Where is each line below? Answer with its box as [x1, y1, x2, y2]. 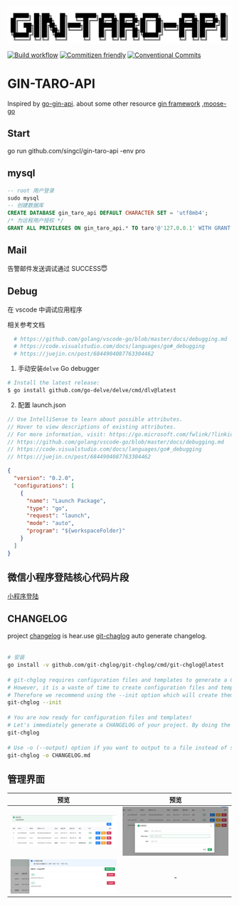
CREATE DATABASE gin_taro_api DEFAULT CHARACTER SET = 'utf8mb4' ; [7, 210, 208, 217]
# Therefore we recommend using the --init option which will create [7, 691, 218, 699]
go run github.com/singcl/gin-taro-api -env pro [7, 146, 146, 155]
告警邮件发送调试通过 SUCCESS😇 [7, 264, 108, 272]
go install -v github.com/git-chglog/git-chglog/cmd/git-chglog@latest [7, 662, 224, 669]
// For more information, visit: [7, 431, 107, 438]
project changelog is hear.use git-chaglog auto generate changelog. [7, 632, 208, 640]
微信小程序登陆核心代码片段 [7, 571, 129, 583]
